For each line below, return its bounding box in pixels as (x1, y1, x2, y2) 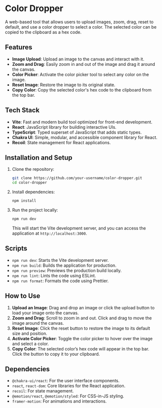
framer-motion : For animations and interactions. (12, 398, 107, 404)
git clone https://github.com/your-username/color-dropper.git (12, 176, 143, 181)
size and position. (12, 330, 47, 336)
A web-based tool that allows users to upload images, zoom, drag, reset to (5, 19, 154, 25)
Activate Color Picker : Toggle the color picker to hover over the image (12, 335, 153, 341)
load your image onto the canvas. (12, 310, 79, 316)
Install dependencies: (12, 189, 55, 195)
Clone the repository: (12, 166, 55, 172)
